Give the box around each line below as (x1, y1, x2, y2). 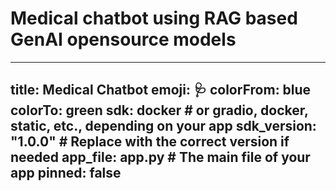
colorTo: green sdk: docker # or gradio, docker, (10, 102, 309, 119)
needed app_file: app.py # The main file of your (10, 149, 311, 166)
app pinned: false (10, 165, 122, 182)
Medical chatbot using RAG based (10, 7, 298, 30)
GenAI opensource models (10, 28, 237, 51)
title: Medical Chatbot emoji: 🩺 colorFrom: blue (10, 82, 312, 99)
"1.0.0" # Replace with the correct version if (10, 133, 290, 151)
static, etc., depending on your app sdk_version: (10, 118, 317, 135)
